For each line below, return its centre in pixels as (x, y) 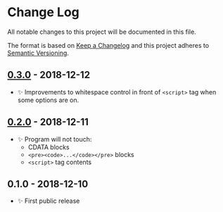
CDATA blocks (49, 147)
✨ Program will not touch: (55, 139)
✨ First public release (49, 201)
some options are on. (48, 100)
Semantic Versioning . (38, 53)
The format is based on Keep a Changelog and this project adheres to (108, 45)
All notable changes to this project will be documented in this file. (102, 32)
